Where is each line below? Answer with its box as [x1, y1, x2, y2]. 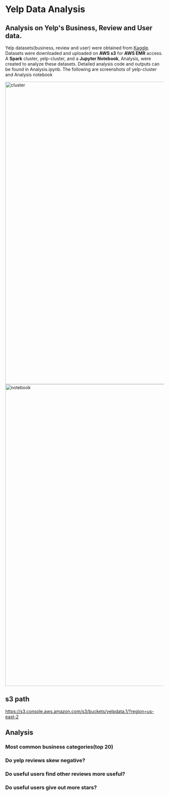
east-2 [5, 713, 19, 719]
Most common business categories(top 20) [5, 744, 114, 751]
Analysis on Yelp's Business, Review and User [5, 24, 152, 32]
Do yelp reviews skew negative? [5, 757, 86, 764]
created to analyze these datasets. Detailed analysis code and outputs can [5, 61, 160, 67]
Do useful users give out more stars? [5, 784, 97, 791]
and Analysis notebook [5, 72, 53, 78]
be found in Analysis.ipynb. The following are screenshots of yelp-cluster [5, 67, 157, 72]
